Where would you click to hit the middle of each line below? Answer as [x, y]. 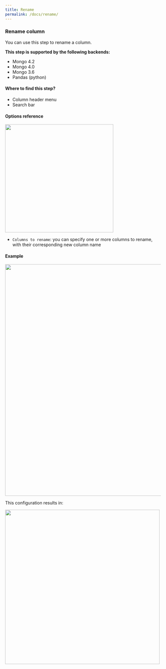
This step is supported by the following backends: [58, 52]
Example [14, 256]
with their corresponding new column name [57, 245]
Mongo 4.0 [23, 67]
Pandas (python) [29, 77]
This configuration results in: [34, 503]
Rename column [25, 32]
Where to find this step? [30, 88]
